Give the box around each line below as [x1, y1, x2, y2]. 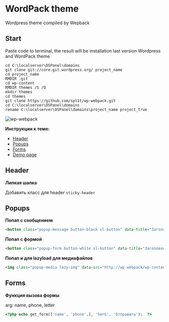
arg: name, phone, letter [5, 302, 55, 308]
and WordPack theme [5, 53, 50, 59]
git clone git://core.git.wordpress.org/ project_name [5, 67, 123, 72]
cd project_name [5, 72, 39, 77]
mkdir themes [5, 89, 33, 94]
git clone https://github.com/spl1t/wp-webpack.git [5, 98, 116, 103]
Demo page [12, 151, 37, 157]
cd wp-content [5, 80, 35, 86]
